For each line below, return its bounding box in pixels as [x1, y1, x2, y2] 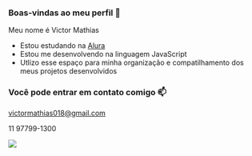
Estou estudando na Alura [19, 41, 106, 50]
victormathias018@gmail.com [8, 108, 106, 118]
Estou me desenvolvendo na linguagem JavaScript [19, 50, 187, 59]
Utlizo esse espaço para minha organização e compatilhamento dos [19, 58, 244, 67]
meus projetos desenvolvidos [19, 66, 118, 76]
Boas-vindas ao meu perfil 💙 [8, 7, 121, 18]
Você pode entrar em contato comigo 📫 [8, 87, 166, 98]
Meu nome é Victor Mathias [8, 26, 100, 35]
